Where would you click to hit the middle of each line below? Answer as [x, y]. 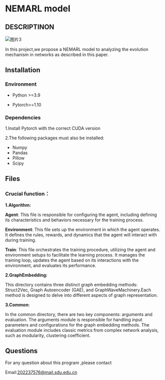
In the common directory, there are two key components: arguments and [79, 314]
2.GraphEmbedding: [26, 275]
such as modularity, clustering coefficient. [48, 335]
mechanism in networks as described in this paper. [57, 54]
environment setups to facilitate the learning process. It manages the [75, 255]
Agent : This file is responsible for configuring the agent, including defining [81, 215]
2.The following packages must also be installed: [55, 138]
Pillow [18, 158]
